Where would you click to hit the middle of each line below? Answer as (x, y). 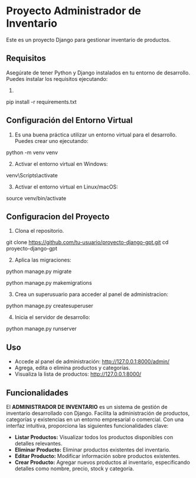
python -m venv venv (32, 152)
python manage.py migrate (39, 271)
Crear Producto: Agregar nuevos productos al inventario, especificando (102, 462)
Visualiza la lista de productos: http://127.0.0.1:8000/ (78, 374)
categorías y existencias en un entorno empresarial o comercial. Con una (95, 420)
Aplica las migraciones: (43, 260)
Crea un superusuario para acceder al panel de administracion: (91, 294)
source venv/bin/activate (36, 198)
